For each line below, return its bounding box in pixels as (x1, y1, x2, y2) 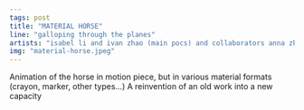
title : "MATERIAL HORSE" (9, 22, 103, 31)
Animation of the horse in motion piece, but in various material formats (9, 71, 272, 82)
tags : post (9, 13, 51, 23)
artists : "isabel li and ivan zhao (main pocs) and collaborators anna (9, 38, 285, 48)
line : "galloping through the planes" (9, 30, 156, 39)
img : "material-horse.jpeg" (9, 47, 116, 56)
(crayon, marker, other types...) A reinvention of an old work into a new (9, 81, 273, 92)
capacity (9, 91, 43, 102)
